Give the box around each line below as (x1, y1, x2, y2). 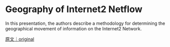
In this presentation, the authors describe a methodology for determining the (5, 20, 165, 26)
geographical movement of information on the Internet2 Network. (5, 25, 142, 31)
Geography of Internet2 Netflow (5, 4, 143, 15)
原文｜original (5, 36, 35, 42)
